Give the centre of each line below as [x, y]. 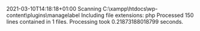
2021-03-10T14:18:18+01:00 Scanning [54, 9]
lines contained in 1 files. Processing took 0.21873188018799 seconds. [95, 22]
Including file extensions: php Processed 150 [137, 15]
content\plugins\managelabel [43, 15]
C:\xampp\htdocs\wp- [130, 9]
